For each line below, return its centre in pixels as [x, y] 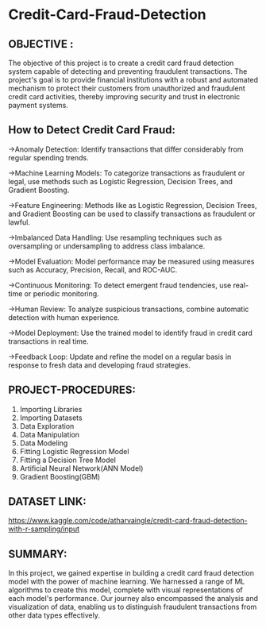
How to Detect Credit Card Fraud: [92, 130]
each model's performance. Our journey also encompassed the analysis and [133, 599]
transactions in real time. [48, 341]
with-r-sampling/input [44, 529]
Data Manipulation [50, 434]
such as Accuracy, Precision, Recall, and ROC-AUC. [93, 270]
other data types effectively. [54, 615]
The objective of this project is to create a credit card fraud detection [121, 63]
